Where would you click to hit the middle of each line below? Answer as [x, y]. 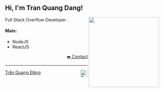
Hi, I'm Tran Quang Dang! [44, 8]
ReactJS [20, 47]
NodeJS [20, 42]
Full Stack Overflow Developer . [37, 19]
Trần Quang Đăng [23, 73]
